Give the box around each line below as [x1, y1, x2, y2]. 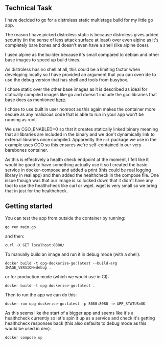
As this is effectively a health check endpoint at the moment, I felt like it [5, 157, 149, 162]
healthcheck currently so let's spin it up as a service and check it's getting [5, 315, 155, 321]
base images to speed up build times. [5, 56, 81, 63]
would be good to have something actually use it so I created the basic [5, 161, 148, 167]
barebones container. [5, 147, 48, 153]
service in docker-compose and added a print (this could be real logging [5, 167, 151, 173]
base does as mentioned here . [5, 97, 67, 103]
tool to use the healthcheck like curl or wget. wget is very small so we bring [5, 183, 158, 188]
